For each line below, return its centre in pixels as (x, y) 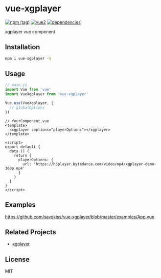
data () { (19, 151)
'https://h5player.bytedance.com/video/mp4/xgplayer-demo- (95, 164)
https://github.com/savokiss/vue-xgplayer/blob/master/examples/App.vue (80, 217)
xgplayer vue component (30, 31)
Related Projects (31, 232)
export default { (23, 147)
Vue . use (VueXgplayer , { (29, 103)
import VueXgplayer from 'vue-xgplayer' (47, 94)
